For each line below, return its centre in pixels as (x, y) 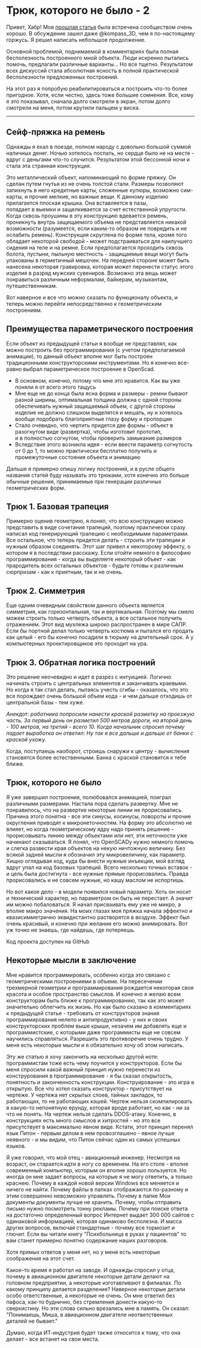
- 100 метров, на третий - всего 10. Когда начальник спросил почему (95, 727)
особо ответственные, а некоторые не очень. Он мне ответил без (91, 1295)
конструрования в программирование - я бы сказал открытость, (89, 1076)
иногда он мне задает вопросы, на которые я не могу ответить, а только (99, 1176)
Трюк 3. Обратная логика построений (81, 663)
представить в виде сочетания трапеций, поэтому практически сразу (96, 527)
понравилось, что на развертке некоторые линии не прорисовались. (95, 810)
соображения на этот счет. (41, 1258)
